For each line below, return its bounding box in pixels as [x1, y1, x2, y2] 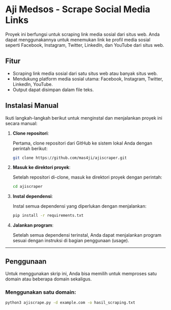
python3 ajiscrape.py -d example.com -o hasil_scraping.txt [5, 300, 136, 305]
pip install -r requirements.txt [12, 213, 84, 218]
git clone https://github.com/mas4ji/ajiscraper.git [12, 155, 127, 160]
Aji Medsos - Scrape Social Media [5, 4, 151, 15]
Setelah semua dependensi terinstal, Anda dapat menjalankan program [12, 232, 162, 238]
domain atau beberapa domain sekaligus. [5, 276, 92, 282]
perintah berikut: [12, 145, 48, 151]
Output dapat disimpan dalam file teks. [12, 87, 94, 93]
